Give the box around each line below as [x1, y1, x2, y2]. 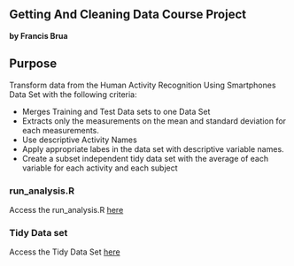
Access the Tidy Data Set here [9, 247, 121, 257]
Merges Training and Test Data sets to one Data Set [21, 106, 211, 117]
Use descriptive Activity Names [21, 134, 137, 145]
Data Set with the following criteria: [9, 88, 137, 100]
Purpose [9, 57, 58, 72]
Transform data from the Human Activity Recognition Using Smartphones [9, 80, 276, 90]
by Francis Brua [9, 30, 68, 41]
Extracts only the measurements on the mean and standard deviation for [21, 115, 286, 126]
